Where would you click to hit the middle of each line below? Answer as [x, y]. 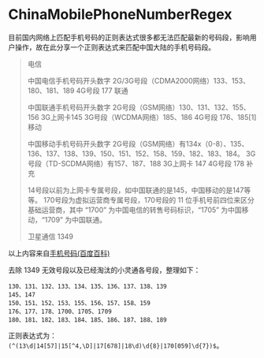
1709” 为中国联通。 [75, 219]
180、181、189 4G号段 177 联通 [78, 90]
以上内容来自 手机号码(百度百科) [59, 253]
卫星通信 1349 [50, 236]
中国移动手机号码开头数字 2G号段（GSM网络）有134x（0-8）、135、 [138, 144]
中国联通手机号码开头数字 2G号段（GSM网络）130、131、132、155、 [139, 107]
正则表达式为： [32, 335]
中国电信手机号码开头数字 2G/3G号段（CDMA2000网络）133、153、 [139, 80]
